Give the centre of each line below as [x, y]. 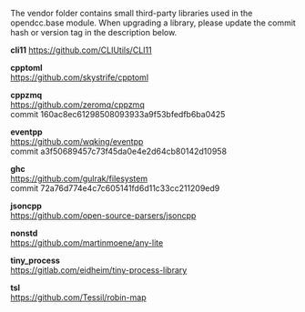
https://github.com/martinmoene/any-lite [87, 243]
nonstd [24, 233]
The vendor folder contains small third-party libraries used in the [132, 13]
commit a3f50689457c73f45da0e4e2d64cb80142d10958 [118, 151]
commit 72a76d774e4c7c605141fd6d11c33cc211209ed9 [115, 188]
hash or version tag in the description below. [94, 32]
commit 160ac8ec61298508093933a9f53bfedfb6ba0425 [118, 114]
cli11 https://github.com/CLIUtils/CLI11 [81, 50]
